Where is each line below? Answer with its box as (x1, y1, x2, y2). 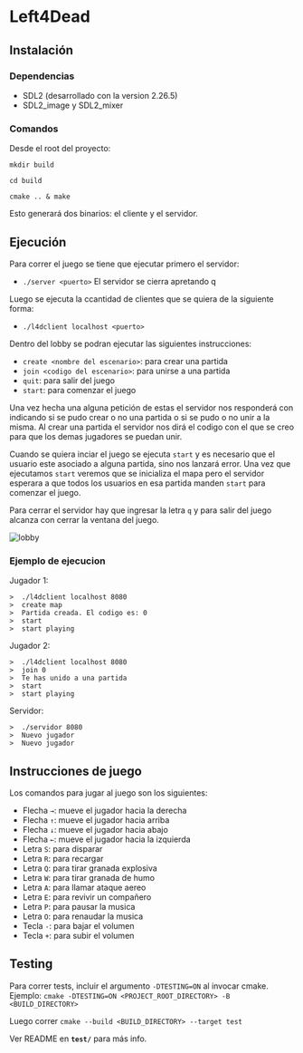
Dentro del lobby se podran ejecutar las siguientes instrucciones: (9, 338, 251, 349)
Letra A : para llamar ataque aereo (22, 882, 147, 894)
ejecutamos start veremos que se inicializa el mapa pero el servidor (9, 468, 265, 478)
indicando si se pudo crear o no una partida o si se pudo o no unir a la (9, 411, 270, 422)
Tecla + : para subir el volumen (22, 931, 135, 942)
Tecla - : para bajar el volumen (22, 921, 135, 932)
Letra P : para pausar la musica (22, 902, 136, 913)
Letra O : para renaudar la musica (22, 911, 144, 922)
